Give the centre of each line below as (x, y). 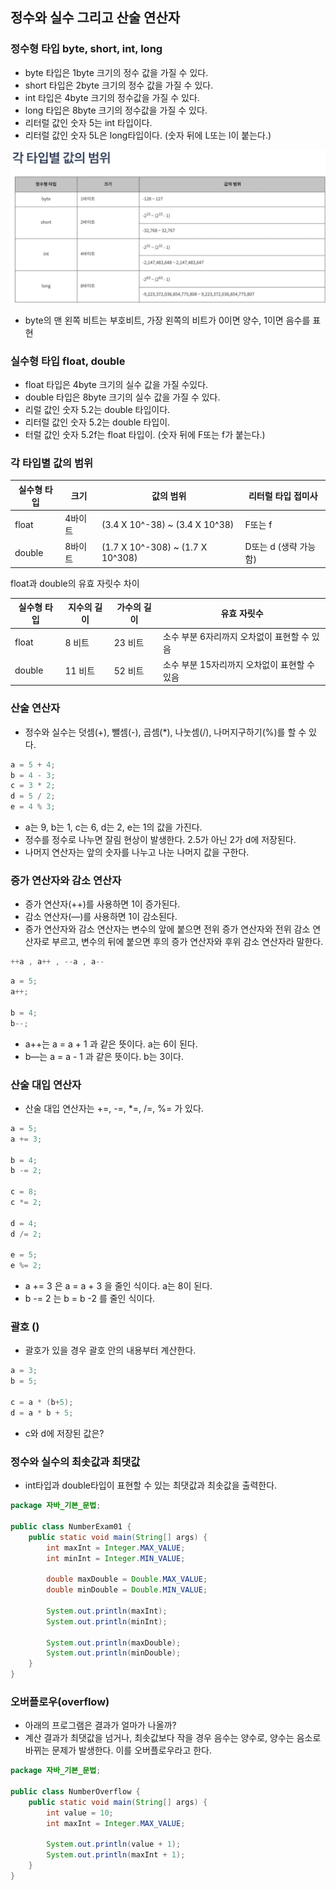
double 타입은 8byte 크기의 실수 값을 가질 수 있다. (122, 397)
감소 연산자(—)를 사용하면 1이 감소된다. (101, 917)
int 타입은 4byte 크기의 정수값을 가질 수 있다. (112, 97)
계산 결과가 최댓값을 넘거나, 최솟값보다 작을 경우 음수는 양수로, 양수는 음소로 (173, 1738)
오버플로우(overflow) (60, 1701)
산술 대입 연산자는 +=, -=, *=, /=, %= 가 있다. (114, 1108)
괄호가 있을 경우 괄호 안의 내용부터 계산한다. (110, 1350)
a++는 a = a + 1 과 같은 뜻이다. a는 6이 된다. (111, 1044)
